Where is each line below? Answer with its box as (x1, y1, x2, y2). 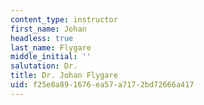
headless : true (10, 33, 74, 43)
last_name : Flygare (10, 42, 92, 53)
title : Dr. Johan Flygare (10, 71, 118, 81)
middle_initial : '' (10, 52, 92, 62)
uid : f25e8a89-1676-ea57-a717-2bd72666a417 (10, 80, 195, 90)
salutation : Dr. (10, 61, 78, 71)
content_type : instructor (10, 14, 118, 25)
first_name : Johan (10, 24, 87, 34)
